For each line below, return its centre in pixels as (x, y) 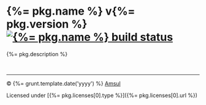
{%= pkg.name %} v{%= (71, 11)
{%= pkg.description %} (37, 54)
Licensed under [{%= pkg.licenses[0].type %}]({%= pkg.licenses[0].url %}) (102, 95)
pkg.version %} (47, 24)
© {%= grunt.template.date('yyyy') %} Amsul (63, 83)
